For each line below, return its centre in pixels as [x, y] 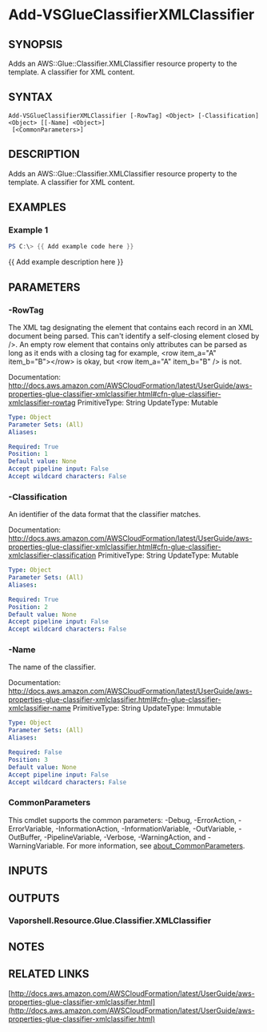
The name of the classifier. [52, 667]
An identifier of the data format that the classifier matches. [105, 514]
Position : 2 [28, 607]
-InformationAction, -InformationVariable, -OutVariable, [146, 828]
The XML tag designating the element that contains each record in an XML [131, 327]
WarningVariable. [37, 845]
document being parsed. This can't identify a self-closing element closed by [134, 336]
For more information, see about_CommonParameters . [156, 845]
